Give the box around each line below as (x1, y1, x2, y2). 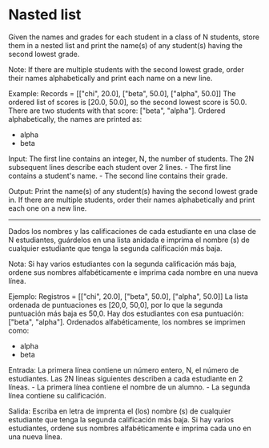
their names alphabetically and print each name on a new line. (8, 73, 213, 83)
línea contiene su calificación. (8, 390, 106, 400)
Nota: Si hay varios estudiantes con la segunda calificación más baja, (8, 259, 237, 268)
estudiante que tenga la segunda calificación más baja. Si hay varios (8, 414, 235, 424)
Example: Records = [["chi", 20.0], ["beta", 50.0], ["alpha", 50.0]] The (8, 88, 236, 98)
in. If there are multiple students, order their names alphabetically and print (8, 195, 255, 204)
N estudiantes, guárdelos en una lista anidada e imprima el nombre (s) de (8, 235, 250, 244)
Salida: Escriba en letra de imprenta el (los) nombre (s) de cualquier (8, 406, 231, 416)
